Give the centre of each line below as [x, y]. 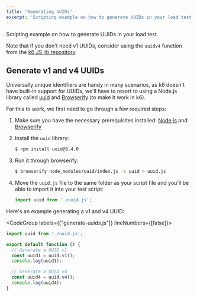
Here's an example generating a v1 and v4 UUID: [65, 211]
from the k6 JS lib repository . [41, 52]
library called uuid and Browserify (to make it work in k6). [76, 97]
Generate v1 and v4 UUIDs [55, 70]
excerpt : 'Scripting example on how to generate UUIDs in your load [92, 17]
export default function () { [43, 244]
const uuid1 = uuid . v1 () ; [43, 255]
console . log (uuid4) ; [37, 283]
